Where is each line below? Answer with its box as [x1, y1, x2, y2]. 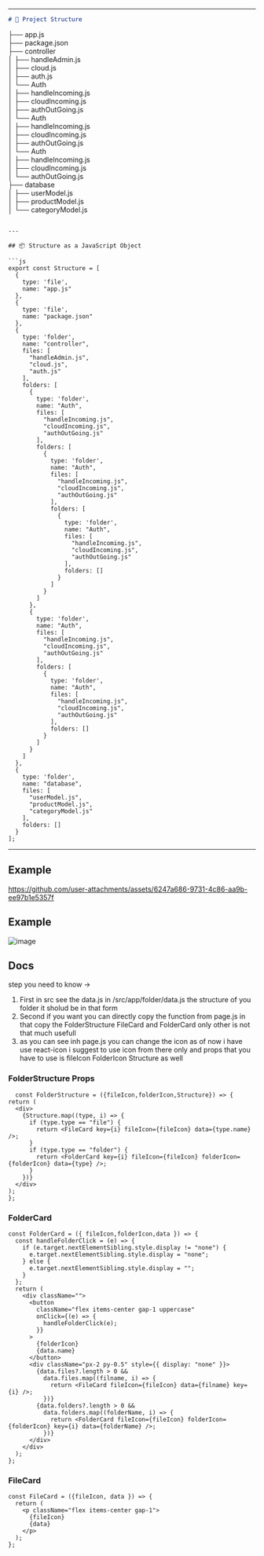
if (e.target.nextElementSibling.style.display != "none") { [22, 1243, 226, 1251]
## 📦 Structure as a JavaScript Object [8, 241, 141, 250]
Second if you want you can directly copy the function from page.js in [19, 1012, 246, 1021]
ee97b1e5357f [8, 892, 54, 902]
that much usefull [19, 1028, 76, 1038]
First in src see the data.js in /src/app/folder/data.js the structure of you [19, 995, 251, 1005]
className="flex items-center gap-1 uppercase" [36, 1305, 195, 1313]
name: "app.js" [22, 284, 72, 293]
